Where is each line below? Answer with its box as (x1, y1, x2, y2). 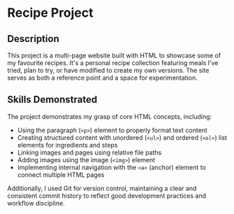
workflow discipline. (7, 199, 65, 207)
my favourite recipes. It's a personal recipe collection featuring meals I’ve (7, 59, 219, 67)
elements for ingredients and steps (17, 141, 118, 149)
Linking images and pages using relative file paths (17, 148, 162, 157)
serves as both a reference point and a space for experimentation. (7, 73, 198, 82)
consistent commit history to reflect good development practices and (7, 191, 207, 200)
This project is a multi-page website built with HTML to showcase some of (7, 51, 221, 59)
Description (7, 33, 59, 45)
